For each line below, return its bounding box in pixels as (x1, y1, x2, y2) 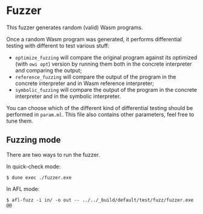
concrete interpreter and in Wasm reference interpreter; (15, 80, 155, 87)
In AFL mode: (6, 185, 40, 192)
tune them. (6, 117, 33, 125)
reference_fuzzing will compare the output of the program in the (15, 73, 176, 80)
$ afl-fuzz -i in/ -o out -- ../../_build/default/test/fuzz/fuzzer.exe (6, 197, 194, 203)
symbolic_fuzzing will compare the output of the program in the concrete (15, 86, 198, 93)
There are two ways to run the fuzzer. (6, 151, 101, 158)
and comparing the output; (15, 66, 82, 74)
